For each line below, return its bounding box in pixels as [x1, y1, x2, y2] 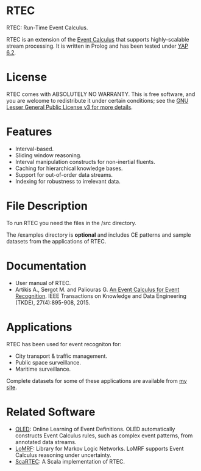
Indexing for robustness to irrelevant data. [15, 177, 121, 185]
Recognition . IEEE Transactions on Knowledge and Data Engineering [15, 292, 187, 300]
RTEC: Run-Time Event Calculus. [6, 24, 88, 31]
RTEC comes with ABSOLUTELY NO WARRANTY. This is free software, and [6, 90, 196, 98]
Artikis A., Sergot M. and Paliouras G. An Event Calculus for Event [15, 286, 180, 293]
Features [6, 125, 52, 139]
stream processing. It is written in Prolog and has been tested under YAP [6, 42, 189, 50]
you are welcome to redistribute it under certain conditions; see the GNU [6, 97, 189, 104]
